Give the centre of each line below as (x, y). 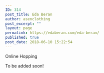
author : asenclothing (28, 19)
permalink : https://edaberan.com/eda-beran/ (52, 33)
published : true (22, 38)
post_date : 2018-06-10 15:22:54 (39, 42)
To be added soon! (24, 66)
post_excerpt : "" (23, 24)
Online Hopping (21, 56)
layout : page (19, 28)
